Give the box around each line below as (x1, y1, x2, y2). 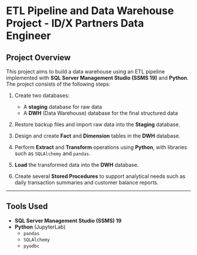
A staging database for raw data (23, 103, 103, 110)
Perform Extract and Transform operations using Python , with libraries (14, 144, 188, 150)
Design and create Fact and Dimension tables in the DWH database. (14, 132, 181, 139)
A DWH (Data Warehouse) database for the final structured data (23, 110, 178, 116)
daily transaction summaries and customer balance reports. (14, 179, 159, 186)
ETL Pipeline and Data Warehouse (6, 4, 174, 18)
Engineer (6, 29, 51, 42)
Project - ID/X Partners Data (6, 16, 144, 30)
